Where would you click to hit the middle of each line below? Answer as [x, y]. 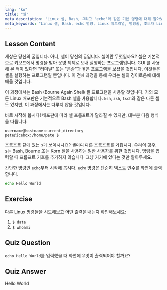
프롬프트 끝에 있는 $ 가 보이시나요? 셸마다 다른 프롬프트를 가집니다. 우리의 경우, [81, 145]
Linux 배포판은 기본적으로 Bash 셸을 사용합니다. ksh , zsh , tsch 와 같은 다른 [82, 98]
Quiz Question [28, 243]
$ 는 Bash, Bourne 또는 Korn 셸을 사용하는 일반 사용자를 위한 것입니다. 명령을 [80, 151]
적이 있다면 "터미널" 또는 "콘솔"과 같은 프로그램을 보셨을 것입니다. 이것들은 [88, 69]
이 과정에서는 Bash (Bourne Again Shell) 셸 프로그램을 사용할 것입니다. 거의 [79, 92]
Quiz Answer [26, 271]
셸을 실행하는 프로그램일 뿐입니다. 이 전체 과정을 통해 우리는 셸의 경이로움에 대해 [83, 75]
